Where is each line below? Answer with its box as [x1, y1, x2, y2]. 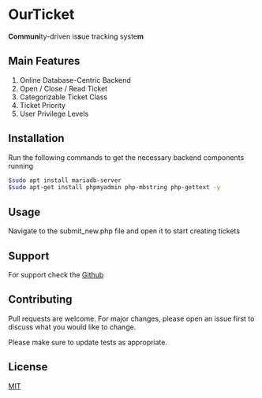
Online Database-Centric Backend [19, 75, 132, 84]
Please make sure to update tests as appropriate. [8, 337, 168, 347]
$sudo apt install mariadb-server [8, 176, 122, 184]
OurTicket [8, 6, 75, 24]
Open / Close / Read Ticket [19, 84, 108, 93]
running [8, 161, 34, 170]
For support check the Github [8, 270, 104, 279]
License [8, 360, 48, 374]
